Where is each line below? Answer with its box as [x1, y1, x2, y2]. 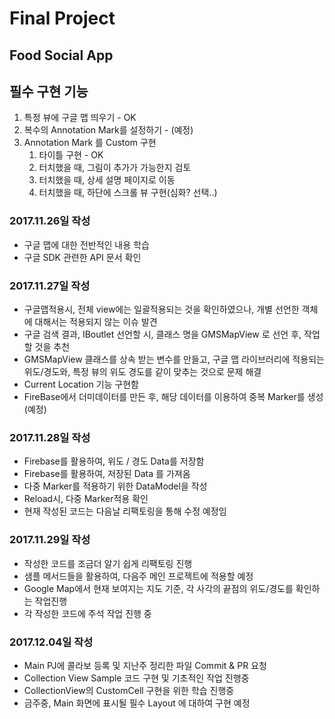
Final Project [9, 7, 116, 30]
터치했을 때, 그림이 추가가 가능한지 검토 [38, 162, 192, 174]
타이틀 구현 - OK [38, 149, 104, 161]
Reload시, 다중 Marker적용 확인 [23, 493, 149, 505]
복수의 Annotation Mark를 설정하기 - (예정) [23, 124, 194, 136]
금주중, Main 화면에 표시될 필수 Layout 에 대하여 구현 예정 [23, 697, 251, 709]
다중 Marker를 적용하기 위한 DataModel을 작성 [23, 480, 208, 492]
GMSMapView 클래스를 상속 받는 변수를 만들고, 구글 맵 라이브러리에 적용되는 [23, 353, 325, 365]
